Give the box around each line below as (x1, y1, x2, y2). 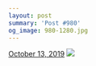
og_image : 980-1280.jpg (8, 26, 89, 34)
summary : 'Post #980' (8, 19, 81, 27)
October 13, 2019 (8, 49, 65, 59)
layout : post (8, 11, 52, 20)
